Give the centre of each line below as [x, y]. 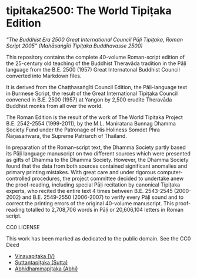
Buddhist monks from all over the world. [54, 106]
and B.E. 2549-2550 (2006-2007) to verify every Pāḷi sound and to [103, 197]
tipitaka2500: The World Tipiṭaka [89, 11]
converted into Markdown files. [44, 76]
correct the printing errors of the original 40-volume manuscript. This [90, 203]
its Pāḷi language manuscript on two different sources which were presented [98, 153]
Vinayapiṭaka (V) [35, 256]
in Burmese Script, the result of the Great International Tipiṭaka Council [92, 93]
